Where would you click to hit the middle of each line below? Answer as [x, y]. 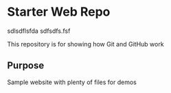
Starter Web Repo [59, 12]
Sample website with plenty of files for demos [72, 82]
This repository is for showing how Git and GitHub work [85, 44]
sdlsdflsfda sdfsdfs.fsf [39, 31]
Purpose [26, 66]
